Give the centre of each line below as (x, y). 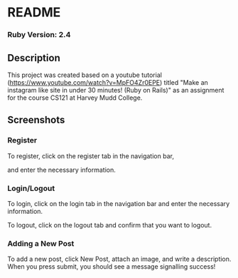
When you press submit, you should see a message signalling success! (112, 267)
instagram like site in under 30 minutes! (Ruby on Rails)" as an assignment (116, 90)
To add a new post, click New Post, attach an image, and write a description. (119, 259)
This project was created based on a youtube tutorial (85, 75)
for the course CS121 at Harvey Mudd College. (75, 98)
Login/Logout (31, 188)
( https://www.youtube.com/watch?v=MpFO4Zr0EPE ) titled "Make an (108, 82)
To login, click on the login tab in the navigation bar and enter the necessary (119, 203)
